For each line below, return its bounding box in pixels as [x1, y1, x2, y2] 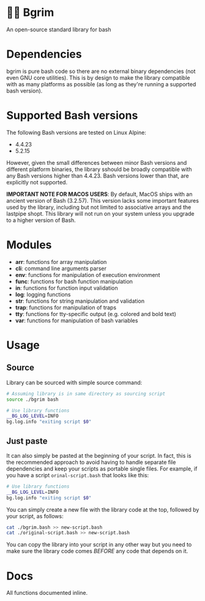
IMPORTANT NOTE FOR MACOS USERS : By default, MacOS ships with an [6, 190, 193, 198]
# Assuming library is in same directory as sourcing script [6, 390, 166, 397]
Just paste [6, 436, 48, 446]
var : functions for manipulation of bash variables [15, 317, 138, 324]
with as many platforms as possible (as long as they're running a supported [6, 80, 196, 88]
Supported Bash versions [6, 108, 138, 123]
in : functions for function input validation [15, 284, 118, 292]
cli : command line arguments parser [15, 265, 107, 272]
